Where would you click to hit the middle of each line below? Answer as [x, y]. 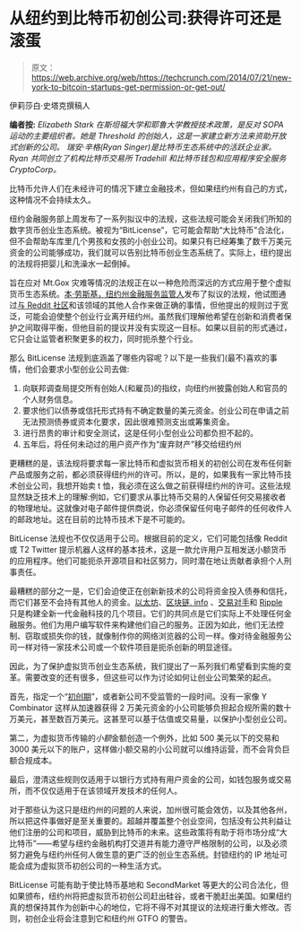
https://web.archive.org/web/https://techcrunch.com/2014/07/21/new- [161, 77]
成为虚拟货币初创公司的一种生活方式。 [95, 866]
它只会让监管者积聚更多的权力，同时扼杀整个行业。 [103, 338]
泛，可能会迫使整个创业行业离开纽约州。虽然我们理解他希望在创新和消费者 [146, 316]
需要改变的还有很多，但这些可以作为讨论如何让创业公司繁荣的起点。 [150, 677]
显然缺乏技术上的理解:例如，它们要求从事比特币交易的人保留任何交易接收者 [148, 496]
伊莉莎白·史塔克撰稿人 [50, 105]
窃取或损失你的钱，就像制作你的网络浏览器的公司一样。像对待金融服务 [154, 636]
